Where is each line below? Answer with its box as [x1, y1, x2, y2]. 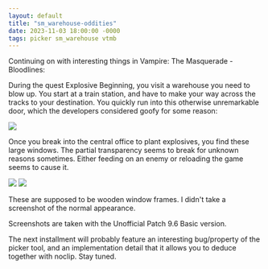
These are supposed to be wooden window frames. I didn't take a [8, 195, 227, 205]
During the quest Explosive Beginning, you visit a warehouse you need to [8, 81, 251, 90]
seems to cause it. [8, 163, 69, 172]
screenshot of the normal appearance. [8, 203, 136, 213]
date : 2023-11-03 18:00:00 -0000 [8, 27, 121, 35]
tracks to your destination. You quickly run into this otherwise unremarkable [8, 97, 259, 107]
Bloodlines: [8, 65, 46, 75]
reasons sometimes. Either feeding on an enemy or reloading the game [8, 154, 244, 163]
